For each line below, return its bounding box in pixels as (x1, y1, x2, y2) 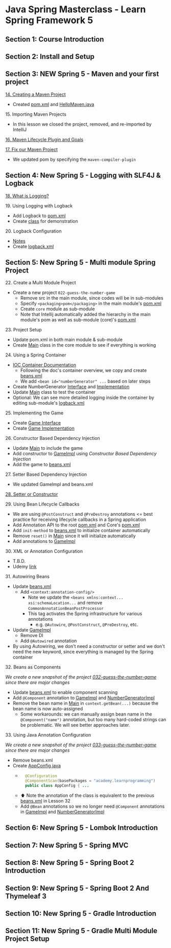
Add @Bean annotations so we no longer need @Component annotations (20, 803, 165, 810)
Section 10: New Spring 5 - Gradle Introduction (5, 909, 157, 918)
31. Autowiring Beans (5, 574, 50, 580)
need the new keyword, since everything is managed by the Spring (12, 649, 154, 655)
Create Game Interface (12, 420, 61, 426)
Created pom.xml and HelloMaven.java (12, 101, 94, 107)
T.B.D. (12, 558, 26, 564)
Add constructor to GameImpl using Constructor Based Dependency (12, 451, 157, 457)
